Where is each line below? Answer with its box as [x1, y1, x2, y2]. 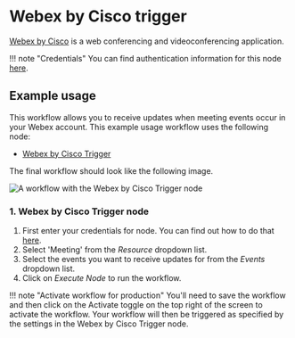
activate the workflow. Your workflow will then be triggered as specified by [9, 309, 284, 320]
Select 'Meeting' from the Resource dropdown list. [21, 244, 208, 255]
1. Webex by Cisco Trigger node [9, 205, 150, 218]
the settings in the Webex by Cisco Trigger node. [9, 318, 189, 329]
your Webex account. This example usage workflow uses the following [9, 121, 269, 132]
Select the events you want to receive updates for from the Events [21, 254, 266, 265]
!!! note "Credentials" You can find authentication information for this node [9, 53, 283, 63]
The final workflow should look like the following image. [9, 165, 214, 176]
